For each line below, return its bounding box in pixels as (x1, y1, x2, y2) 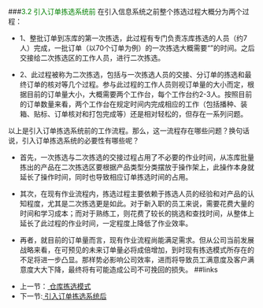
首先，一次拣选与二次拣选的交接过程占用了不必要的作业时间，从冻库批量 (19, 153, 254, 161)
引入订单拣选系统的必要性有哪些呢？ (21, 136, 139, 145)
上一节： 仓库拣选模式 (19, 282, 91, 291)
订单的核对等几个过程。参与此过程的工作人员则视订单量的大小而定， (26, 80, 248, 89)
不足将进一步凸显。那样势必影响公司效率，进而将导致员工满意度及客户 (19, 255, 248, 264)
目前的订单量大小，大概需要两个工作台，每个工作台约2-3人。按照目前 (26, 90, 253, 98)
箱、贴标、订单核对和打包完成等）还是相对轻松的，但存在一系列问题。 (19, 109, 248, 118)
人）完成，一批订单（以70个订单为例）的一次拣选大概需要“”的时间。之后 (19, 43, 255, 53)
